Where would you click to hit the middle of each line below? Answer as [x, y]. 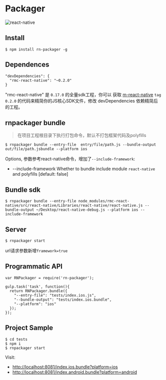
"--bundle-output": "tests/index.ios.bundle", [63, 300]
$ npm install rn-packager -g [36, 49]
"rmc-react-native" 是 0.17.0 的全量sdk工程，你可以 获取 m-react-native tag [83, 94]
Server [16, 229]
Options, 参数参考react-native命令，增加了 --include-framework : [70, 159]
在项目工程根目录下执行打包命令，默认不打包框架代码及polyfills [82, 135]
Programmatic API [34, 267]
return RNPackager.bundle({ [39, 291]
